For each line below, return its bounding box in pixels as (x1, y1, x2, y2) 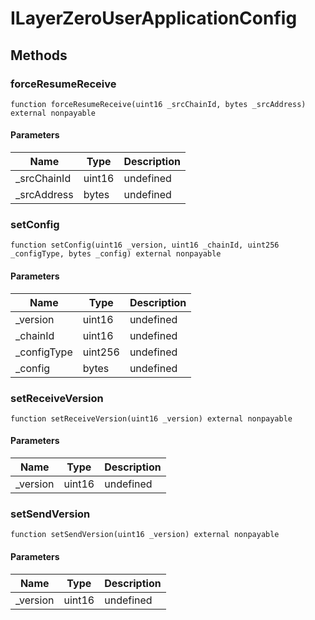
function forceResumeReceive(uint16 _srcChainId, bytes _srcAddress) (10, 99, 307, 109)
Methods (10, 47, 68, 64)
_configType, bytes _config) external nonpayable (10, 249, 222, 259)
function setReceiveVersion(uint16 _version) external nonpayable (10, 413, 293, 424)
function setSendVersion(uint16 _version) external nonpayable (10, 530, 280, 540)
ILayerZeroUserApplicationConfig (10, 7, 298, 30)
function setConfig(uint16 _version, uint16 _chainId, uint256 (10, 240, 280, 251)
